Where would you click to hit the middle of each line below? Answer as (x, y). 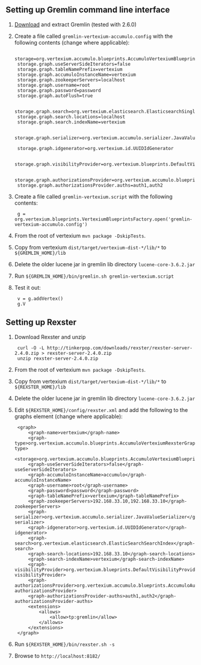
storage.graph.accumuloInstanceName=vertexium (76, 75)
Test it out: (28, 287)
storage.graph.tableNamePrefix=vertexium (70, 69)
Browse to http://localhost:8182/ (57, 655)
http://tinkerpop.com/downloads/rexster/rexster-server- (120, 348)
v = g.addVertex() (40, 298)
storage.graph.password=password (59, 90)
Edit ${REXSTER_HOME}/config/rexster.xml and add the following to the (101, 410)
